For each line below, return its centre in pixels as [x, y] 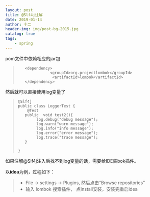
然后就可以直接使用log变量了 [35, 92]
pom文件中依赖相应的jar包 [33, 58]
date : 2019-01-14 [24, 19]
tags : [11, 39]
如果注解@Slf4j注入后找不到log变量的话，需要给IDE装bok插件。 [72, 161]
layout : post [19, 10]
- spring [24, 43]
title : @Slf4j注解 [24, 15]
